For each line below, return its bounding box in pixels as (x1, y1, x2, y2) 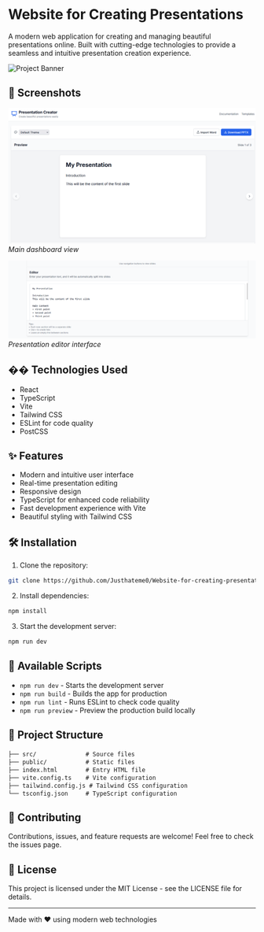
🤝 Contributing (8, 811, 82, 824)
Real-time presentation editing (19, 479, 118, 488)
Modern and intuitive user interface (19, 470, 134, 479)
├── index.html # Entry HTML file (8, 766, 146, 774)
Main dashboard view (8, 244, 79, 253)
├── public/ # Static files (8, 758, 135, 766)
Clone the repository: (19, 560, 89, 570)
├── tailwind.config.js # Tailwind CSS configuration (8, 782, 189, 790)
